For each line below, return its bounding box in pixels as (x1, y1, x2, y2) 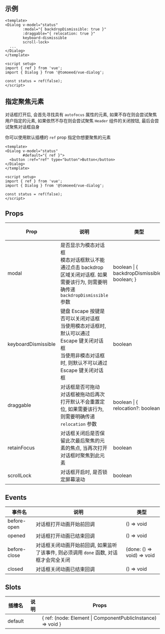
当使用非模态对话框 (60, 352, 105, 359)
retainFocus (7, 445, 35, 451)
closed (7, 565, 24, 572)
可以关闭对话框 (65, 315, 100, 322)
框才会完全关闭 (35, 557, 70, 563)
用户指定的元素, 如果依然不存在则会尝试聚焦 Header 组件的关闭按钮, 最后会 (5, 117, 155, 123)
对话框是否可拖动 (60, 384, 100, 391)
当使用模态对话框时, (60, 323, 107, 330)
